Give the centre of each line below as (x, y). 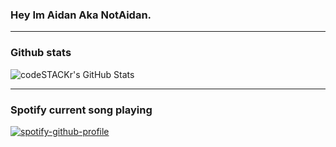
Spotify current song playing (81, 110)
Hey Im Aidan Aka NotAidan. (81, 15)
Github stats (41, 53)
